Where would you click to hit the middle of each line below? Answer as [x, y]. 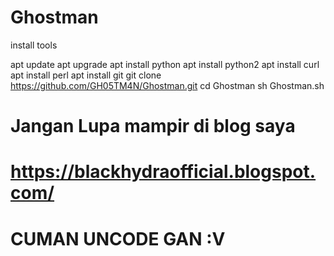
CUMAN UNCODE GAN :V [118, 238]
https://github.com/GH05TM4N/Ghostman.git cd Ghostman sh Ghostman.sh [167, 85]
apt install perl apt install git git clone [86, 75]
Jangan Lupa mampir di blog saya [153, 126]
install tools [34, 45]
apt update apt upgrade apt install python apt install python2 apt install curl [165, 64]
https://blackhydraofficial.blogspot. [163, 172]
